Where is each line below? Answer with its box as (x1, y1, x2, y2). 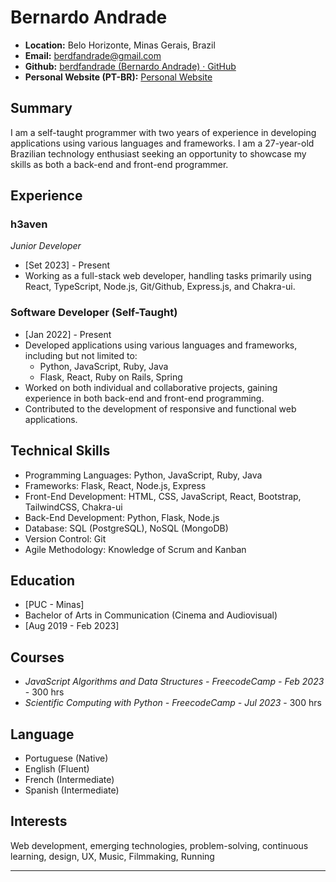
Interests (10, 813, 68, 830)
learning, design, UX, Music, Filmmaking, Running (10, 850, 215, 862)
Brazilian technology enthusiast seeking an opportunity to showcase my (10, 147, 307, 160)
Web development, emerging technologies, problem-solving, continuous (10, 839, 309, 851)
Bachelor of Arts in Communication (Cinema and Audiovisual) (24, 609, 278, 621)
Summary (10, 100, 73, 117)
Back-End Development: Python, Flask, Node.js (24, 511, 220, 523)
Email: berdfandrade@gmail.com (24, 49, 162, 61)
